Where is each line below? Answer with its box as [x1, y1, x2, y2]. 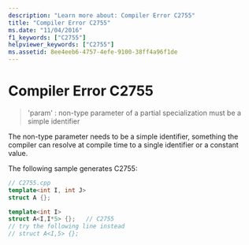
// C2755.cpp [8, 179, 51, 187]
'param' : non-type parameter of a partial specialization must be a [27, 108, 242, 117]
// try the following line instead [8, 222, 125, 231]
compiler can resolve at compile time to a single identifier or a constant [8, 139, 239, 150]
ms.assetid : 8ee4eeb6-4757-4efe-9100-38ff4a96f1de [8, 48, 178, 56]
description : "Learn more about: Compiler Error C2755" [8, 11, 195, 20]
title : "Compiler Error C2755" [8, 19, 111, 27]
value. [8, 148, 28, 158]
